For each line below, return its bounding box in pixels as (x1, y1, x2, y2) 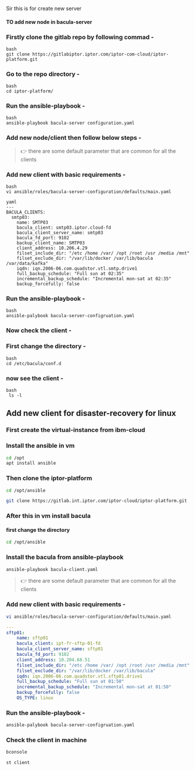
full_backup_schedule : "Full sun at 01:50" (16, 679, 125, 685)
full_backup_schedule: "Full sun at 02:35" (16, 271, 125, 277)
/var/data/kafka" (6, 260, 49, 267)
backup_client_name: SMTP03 (16, 240, 85, 246)
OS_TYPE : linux (16, 695, 54, 701)
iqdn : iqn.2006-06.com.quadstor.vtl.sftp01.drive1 (16, 673, 143, 679)
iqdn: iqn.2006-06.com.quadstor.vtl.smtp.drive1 (16, 266, 138, 271)
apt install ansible (6, 460, 57, 466)
